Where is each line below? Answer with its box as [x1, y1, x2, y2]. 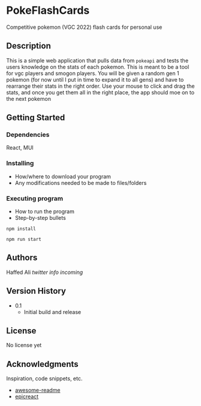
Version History [6, 286, 66, 296]
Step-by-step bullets [14, 214, 66, 222]
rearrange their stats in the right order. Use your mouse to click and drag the [6, 82, 195, 89]
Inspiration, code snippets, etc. [6, 375, 83, 382]
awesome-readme [14, 387, 61, 394]
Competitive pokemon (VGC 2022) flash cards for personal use [6, 23, 163, 31]
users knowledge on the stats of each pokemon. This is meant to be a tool [6, 63, 190, 70]
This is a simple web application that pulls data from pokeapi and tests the [6, 56, 189, 64]
